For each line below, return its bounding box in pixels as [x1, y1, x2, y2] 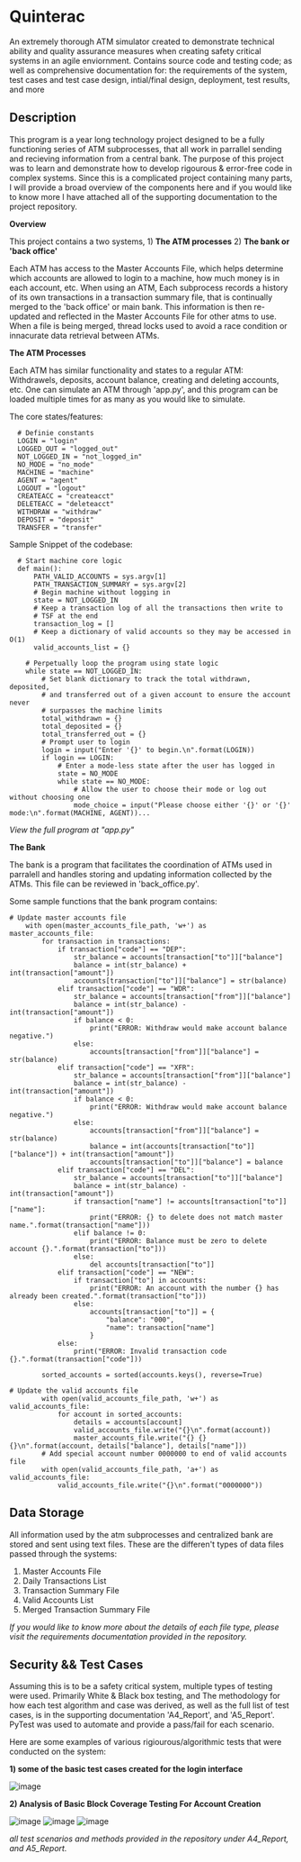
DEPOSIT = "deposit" [17, 515, 94, 524]
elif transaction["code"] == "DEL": [57, 1165, 195, 1175]
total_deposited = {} [41, 722, 123, 731]
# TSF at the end [32, 611, 99, 621]
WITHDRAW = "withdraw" [17, 507, 102, 516]
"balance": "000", [105, 1315, 175, 1324]
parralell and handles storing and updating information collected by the [9, 868, 272, 879]
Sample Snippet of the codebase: [9, 539, 133, 550]
